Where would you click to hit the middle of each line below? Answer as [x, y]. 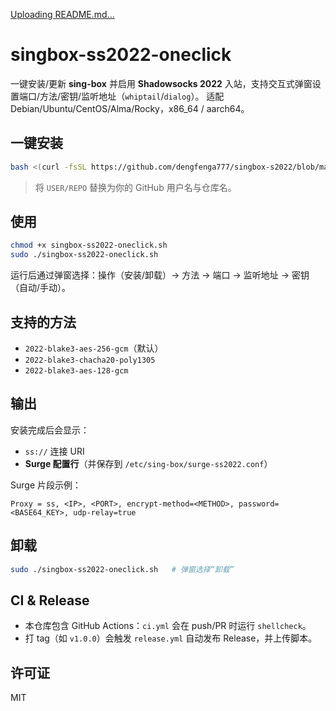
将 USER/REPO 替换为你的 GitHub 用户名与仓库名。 [135, 187]
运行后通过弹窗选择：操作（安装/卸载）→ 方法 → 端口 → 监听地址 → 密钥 [160, 275]
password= [259, 504]
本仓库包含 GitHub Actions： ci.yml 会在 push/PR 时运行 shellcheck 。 [168, 626]
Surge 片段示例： [46, 485]
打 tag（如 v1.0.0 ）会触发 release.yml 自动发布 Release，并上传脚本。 [171, 638]
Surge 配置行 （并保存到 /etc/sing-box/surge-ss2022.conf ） [148, 463]
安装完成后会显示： [50, 430]
